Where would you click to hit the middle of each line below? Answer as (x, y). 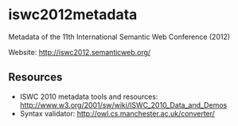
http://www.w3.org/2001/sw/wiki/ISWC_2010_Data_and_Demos (123, 104)
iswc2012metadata (73, 15)
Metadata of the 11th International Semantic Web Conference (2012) (119, 37)
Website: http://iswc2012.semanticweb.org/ (80, 52)
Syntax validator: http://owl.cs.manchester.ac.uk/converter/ (117, 113)
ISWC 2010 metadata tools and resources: (89, 96)
